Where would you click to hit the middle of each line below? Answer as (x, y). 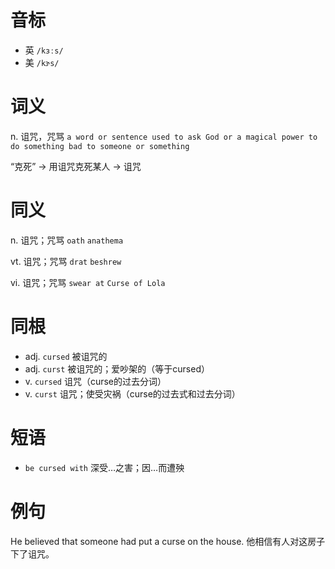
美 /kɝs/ (42, 62)
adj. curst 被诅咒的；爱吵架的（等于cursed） (117, 368)
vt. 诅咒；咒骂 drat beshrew (66, 261)
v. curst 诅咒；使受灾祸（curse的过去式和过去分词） (132, 393)
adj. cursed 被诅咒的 (66, 356)
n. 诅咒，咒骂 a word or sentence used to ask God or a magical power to (164, 136)
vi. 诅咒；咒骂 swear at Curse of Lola (88, 282)
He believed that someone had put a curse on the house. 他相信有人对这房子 (168, 541)
